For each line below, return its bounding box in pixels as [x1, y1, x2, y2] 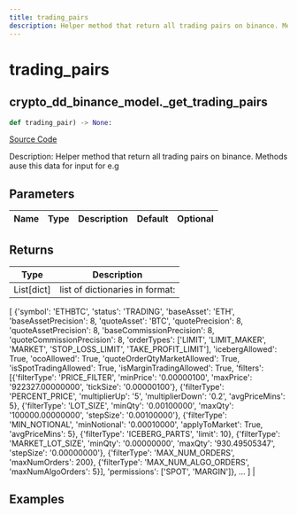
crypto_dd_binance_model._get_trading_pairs [9, 95, 268, 110]
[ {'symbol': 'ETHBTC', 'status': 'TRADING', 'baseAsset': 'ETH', [9, 307, 236, 316]
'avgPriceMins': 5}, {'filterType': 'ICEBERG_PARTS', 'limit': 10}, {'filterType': [9, 429, 281, 439]
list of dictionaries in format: [59, 284, 176, 295]
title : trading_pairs [9, 12, 89, 22]
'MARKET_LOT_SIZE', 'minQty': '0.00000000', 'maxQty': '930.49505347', [9, 438, 276, 449]
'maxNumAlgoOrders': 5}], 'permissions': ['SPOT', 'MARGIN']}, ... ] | [9, 466, 256, 477]
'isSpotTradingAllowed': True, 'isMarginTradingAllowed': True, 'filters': [9, 363, 264, 373]
